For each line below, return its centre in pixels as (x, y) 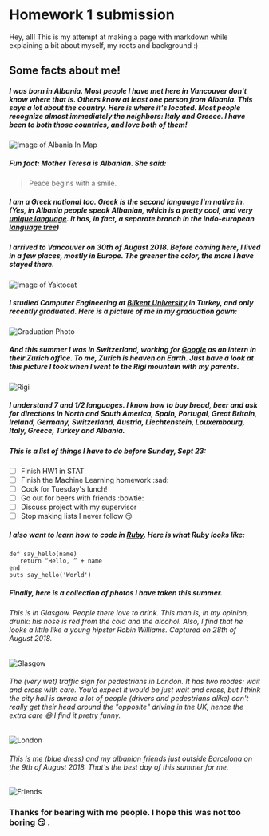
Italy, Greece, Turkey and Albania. (67, 431)
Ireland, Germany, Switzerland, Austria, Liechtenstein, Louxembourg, (127, 422)
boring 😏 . (30, 822)
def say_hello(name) (44, 554)
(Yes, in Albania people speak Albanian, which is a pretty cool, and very (131, 210)
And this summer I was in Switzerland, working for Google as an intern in (133, 350)
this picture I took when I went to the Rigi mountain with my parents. (125, 367)
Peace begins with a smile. (73, 183)
